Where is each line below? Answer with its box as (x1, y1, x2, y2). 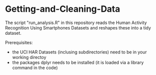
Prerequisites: (5, 39, 33, 45)
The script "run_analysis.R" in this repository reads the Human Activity (5, 20, 147, 25)
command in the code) (12, 65, 58, 71)
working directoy (12, 54, 46, 60)
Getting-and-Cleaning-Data (5, 3, 121, 15)
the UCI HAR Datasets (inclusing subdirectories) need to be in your (12, 49, 147, 55)
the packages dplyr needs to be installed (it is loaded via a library (12, 59, 144, 65)
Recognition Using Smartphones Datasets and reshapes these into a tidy (5, 25, 151, 30)
